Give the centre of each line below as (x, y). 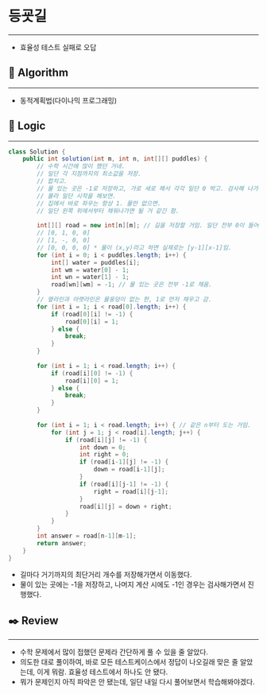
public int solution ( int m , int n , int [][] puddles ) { (115, 159)
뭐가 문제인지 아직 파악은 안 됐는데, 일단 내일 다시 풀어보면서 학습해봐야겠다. (137, 682)
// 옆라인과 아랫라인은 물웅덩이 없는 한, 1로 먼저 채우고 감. (124, 300)
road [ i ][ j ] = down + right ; (126, 506)
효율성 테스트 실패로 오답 (58, 47)
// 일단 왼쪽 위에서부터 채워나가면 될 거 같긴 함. (108, 211)
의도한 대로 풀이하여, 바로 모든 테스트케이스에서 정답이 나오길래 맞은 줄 (129, 662)
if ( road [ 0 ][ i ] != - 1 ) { (92, 314)
